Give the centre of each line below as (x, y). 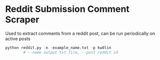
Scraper (22, 20)
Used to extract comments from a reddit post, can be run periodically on (80, 33)
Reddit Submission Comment (67, 9)
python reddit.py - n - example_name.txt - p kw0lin (58, 48)
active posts (18, 39)
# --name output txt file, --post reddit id (71, 52)
